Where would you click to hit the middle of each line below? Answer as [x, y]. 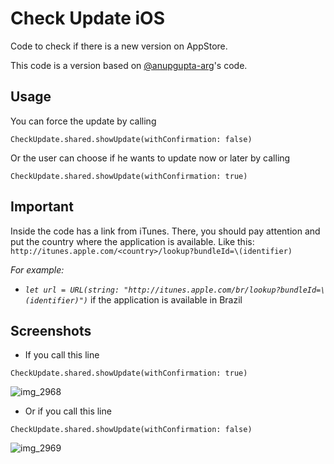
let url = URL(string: [72, 290]
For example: [37, 269]
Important [42, 207]
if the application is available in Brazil [166, 299]
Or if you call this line [68, 411]
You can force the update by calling [83, 121]
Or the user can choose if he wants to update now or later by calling [150, 158]
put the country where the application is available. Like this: [132, 241]
